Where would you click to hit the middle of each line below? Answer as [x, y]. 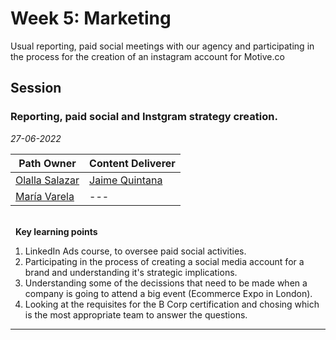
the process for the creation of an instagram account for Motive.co [147, 56]
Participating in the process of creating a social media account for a [164, 261]
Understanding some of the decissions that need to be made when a [166, 283]
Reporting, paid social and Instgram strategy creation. [144, 117]
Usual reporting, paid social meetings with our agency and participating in [162, 46]
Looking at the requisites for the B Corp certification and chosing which [172, 304]
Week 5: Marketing [91, 18]
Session [36, 88]
